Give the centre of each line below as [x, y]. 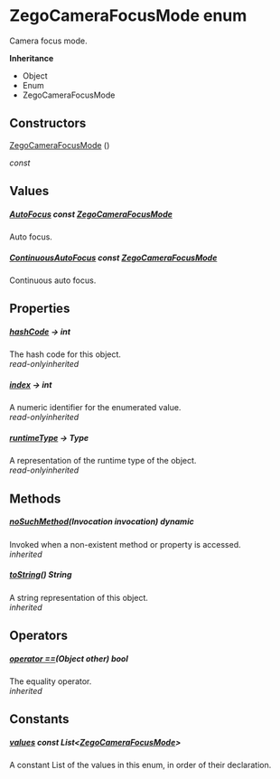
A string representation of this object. [79, 597]
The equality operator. [51, 681]
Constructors [48, 123]
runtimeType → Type [49, 438]
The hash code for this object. [65, 354]
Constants [39, 719]
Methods [35, 498]
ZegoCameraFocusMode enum [128, 16]
